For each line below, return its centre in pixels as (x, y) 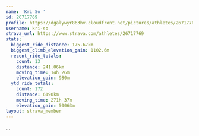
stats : (14, 39)
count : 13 (29, 61)
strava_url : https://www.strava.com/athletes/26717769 (75, 34)
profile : (16, 23)
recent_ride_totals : (36, 56)
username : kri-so (27, 28)
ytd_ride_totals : (32, 84)
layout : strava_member (34, 111)
